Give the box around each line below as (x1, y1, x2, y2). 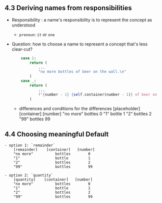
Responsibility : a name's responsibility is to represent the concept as (11, 17, 153, 23)
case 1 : (21, 56, 36, 61)
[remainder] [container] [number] (13, 147, 95, 152)
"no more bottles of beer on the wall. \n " (38, 69, 127, 74)
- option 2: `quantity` (4, 173, 54, 178)
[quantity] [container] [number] (13, 177, 93, 182)
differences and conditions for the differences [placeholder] (19, 105, 140, 112)
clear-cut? (11, 46, 33, 52)
